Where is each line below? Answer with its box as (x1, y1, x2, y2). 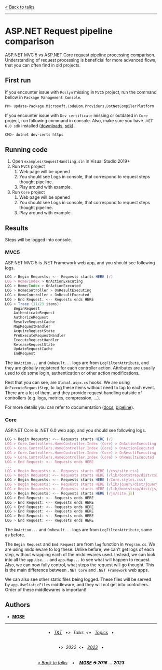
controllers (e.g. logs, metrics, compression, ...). (5, 395, 100, 401)
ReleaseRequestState (13, 342, 55, 347)
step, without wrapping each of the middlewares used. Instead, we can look (5, 552, 156, 558)
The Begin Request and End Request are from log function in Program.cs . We (5, 542, 155, 547)
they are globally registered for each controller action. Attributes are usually (5, 365, 155, 371)
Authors (5, 601, 30, 609)
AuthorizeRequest (13, 315, 49, 320)
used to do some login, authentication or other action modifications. (5, 370, 140, 376)
